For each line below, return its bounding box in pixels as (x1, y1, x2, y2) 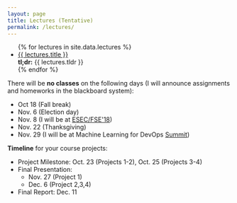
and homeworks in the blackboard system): (7, 86, 134, 95)
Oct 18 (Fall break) (17, 100, 72, 109)
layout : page (7, 10, 46, 18)
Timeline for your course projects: (7, 144, 108, 153)
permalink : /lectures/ (7, 23, 75, 30)
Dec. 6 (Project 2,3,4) (28, 180, 92, 189)
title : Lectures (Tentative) (7, 17, 94, 24)
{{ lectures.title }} (17, 50, 69, 59)
